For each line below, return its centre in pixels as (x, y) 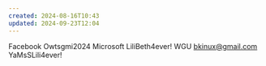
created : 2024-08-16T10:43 (54, 16)
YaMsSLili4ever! (35, 55)
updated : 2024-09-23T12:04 (54, 23)
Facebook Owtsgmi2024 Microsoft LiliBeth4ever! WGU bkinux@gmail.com (133, 46)
